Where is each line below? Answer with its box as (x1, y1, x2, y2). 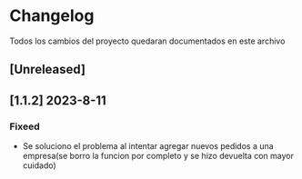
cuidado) (22, 160, 56, 171)
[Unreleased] (9, 62, 86, 77)
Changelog (9, 5, 95, 26)
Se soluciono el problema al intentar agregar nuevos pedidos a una (22, 141, 275, 152)
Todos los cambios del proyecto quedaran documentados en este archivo (9, 35, 286, 46)
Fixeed (9, 120, 41, 133)
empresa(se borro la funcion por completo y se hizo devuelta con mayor (22, 151, 294, 162)
